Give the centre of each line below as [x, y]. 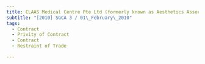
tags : [13, 23]
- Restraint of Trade [39, 46]
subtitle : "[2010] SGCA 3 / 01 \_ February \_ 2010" [69, 18]
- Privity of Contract [41, 35]
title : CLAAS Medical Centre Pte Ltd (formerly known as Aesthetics [95, 12]
